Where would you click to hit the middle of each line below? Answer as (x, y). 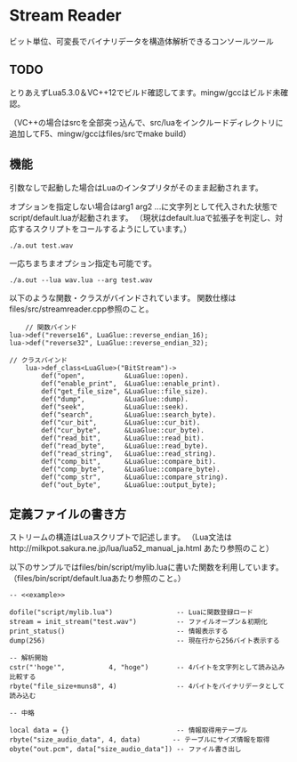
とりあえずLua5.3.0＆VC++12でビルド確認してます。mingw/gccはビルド (141, 92)
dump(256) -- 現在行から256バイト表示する (144, 641)
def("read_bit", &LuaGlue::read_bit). (123, 438)
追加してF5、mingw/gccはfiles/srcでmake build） (100, 134)
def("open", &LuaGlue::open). (115, 376)
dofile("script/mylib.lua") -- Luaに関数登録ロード (131, 612)
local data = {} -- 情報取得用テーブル (128, 731)
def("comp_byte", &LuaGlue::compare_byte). (131, 469)
